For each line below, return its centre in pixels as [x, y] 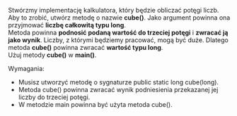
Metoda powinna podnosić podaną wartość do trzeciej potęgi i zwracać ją [118, 32]
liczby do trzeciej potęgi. [54, 97]
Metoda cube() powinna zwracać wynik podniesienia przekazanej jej [118, 90]
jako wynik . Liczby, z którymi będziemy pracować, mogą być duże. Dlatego [118, 40]
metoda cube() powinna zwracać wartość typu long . [86, 47]
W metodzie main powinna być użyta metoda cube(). [95, 104]
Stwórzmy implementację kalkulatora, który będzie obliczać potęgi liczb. [114, 10]
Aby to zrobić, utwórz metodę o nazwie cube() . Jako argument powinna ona [119, 18]
